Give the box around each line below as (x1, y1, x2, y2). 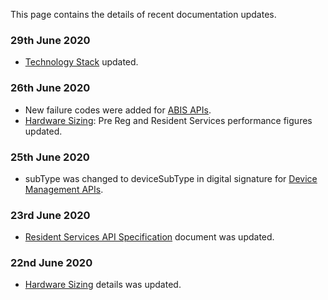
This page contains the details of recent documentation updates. (10, 9, 277, 20)
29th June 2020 (10, 33, 91, 47)
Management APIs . (24, 183, 104, 195)
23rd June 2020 (10, 208, 91, 222)
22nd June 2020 (10, 256, 93, 270)
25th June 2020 (10, 150, 90, 164)
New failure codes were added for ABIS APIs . (24, 104, 212, 116)
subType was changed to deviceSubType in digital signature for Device (24, 172, 318, 184)
